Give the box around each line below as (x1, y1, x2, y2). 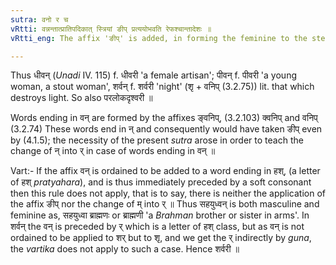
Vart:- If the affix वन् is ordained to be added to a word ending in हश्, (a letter (10, 165, 321, 177)
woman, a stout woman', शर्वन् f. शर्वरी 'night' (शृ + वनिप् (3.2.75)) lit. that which (10, 81, 315, 93)
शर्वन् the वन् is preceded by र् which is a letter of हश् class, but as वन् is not (10, 221, 305, 233)
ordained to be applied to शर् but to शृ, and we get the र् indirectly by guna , (10, 232, 312, 244)
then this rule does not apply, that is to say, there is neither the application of (10, 187, 326, 200)
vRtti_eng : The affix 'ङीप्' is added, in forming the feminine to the (10, 33, 308, 43)
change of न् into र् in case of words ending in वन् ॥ (10, 145, 216, 157)
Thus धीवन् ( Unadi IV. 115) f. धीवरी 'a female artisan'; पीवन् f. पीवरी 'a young (10, 69, 297, 81)
